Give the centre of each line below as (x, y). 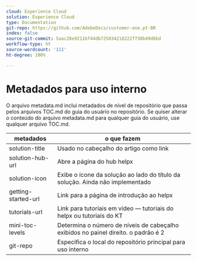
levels (17, 232)
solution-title (27, 148)
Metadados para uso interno (77, 89)
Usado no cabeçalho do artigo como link (113, 148)
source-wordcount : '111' (36, 50)
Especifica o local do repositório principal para (121, 242)
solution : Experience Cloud (40, 17)
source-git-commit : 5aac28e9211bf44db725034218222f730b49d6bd (84, 39)
